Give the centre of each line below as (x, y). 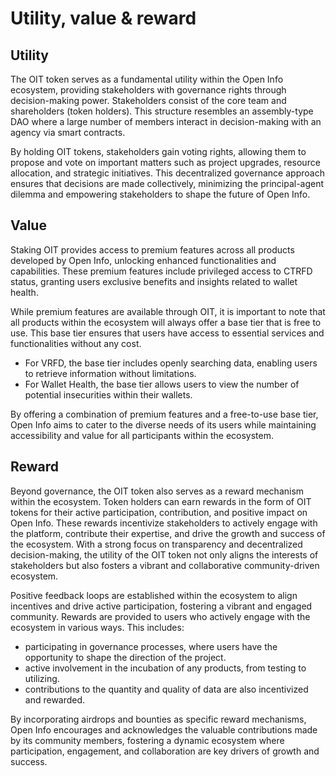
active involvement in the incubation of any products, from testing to (165, 668)
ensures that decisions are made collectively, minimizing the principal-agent (167, 183)
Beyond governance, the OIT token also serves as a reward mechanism (157, 491)
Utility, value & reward (103, 18)
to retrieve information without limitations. (110, 373)
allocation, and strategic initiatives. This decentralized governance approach (167, 173)
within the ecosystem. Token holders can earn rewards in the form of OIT (161, 501)
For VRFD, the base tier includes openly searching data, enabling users (171, 363)
